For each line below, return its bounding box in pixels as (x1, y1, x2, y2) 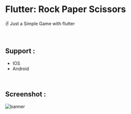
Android (12, 66, 29, 72)
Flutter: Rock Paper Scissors (5, 4, 126, 15)
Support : (5, 47, 35, 55)
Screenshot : (5, 90, 46, 99)
